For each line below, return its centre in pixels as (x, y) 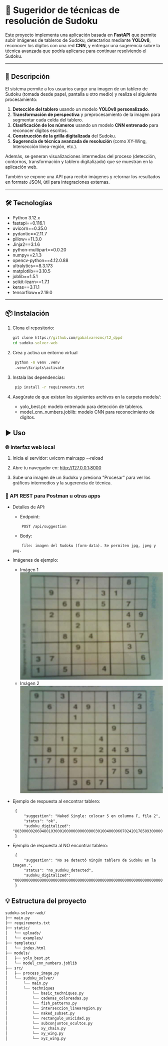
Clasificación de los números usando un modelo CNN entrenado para (85, 125)
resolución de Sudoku (51, 21)
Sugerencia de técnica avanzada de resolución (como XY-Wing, (79, 141)
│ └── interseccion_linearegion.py (53, 1008)
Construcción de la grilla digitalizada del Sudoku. (64, 136)
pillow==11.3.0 (27, 239)
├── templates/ (21, 943)
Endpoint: (30, 516)
